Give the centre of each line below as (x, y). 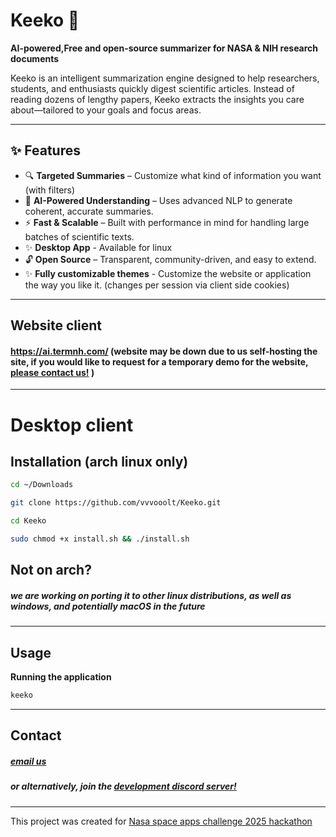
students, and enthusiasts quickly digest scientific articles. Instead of (152, 88)
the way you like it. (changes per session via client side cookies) (157, 285)
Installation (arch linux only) (99, 461)
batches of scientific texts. (79, 236)
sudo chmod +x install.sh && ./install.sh (100, 539)
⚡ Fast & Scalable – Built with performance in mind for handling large (167, 222)
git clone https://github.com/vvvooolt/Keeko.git (116, 503)
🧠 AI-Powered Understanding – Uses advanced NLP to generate (158, 200)
